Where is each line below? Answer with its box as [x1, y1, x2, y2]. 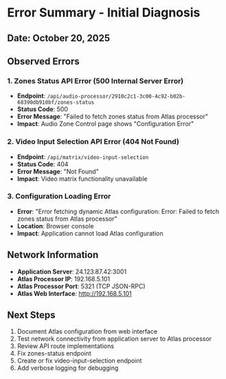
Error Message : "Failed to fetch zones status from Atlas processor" [16, 112, 208, 121]
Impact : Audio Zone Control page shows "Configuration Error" [16, 120, 194, 128]
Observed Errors [7, 55, 80, 67]
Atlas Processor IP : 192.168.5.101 [16, 274, 111, 283]
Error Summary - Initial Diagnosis [7, 5, 201, 21]
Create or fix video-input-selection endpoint [16, 356, 142, 365]
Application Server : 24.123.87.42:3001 [16, 267, 127, 276]
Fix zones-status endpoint [16, 349, 91, 358]
